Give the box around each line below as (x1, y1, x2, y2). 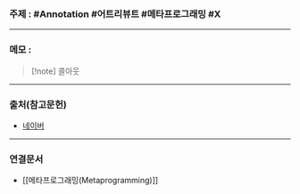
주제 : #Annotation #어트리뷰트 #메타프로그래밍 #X (9, 7, 221, 20)
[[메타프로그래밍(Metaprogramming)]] (21, 175, 159, 186)
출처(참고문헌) (9, 98, 67, 110)
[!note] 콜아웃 (30, 65, 80, 77)
